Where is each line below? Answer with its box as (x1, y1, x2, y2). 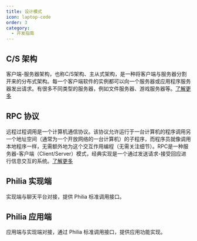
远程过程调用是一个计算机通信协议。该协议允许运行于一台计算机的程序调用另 (6, 128, 191, 135)
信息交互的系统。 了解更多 (11, 157, 73, 165)
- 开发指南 (11, 31, 35, 36)
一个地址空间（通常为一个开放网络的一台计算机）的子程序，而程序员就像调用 (6, 135, 191, 142)
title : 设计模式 (6, 8, 42, 15)
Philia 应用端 (6, 212, 52, 222)
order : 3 (6, 19, 28, 25)
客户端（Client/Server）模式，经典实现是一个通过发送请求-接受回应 (18, 150, 182, 157)
